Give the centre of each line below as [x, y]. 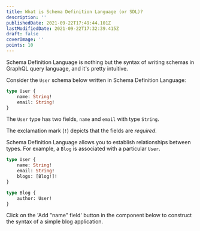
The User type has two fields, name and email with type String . [83, 119]
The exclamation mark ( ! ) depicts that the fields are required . [81, 131]
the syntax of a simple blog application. [55, 221]
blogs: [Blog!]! [37, 177]
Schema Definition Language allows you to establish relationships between [99, 142]
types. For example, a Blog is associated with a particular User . [83, 149]
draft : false [22, 34]
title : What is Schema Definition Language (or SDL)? [75, 12]
